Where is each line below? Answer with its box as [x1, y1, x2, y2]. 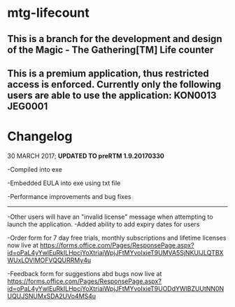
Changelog [7, 128, 73, 144]
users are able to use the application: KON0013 [7, 89, 217, 101]
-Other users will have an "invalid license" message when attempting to [7, 212, 213, 221]
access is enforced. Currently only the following [7, 79, 222, 90]
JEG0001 [7, 100, 48, 112]
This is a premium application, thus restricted [7, 67, 209, 79]
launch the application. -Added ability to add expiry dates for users [7, 219, 200, 228]
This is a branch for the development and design [7, 33, 222, 45]
